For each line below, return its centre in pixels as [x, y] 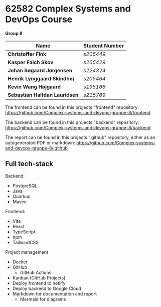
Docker [20, 262]
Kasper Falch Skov [31, 62]
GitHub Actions [36, 272]
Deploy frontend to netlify [39, 283]
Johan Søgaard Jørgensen [40, 70]
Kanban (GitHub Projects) [39, 278]
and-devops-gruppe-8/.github [36, 148]
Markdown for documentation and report [54, 293]
